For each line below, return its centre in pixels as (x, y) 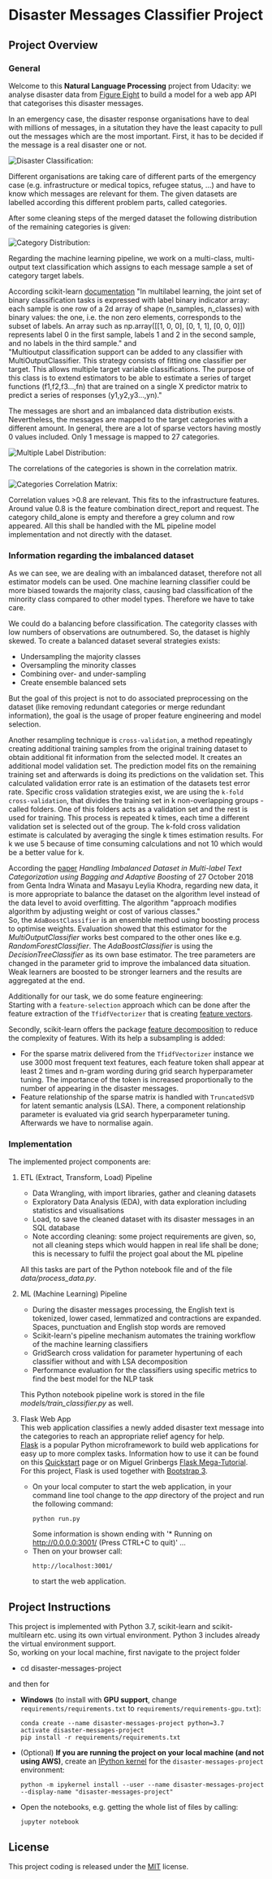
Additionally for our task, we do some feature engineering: (106, 996)
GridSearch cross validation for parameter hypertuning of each (138, 1353)
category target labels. (46, 275)
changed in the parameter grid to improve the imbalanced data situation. (130, 964)
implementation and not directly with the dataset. (91, 534)
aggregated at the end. (47, 981)
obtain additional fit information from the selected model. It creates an (125, 758)
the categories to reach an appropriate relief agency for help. (122, 1436)
